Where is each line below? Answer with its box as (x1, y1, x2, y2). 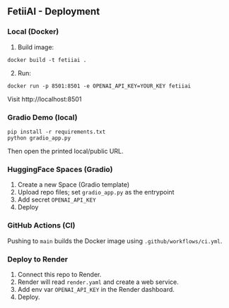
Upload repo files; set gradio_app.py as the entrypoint (17, 188, 175, 197)
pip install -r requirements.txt (7, 128, 106, 135)
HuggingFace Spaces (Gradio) (7, 164, 113, 174)
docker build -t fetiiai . (7, 56, 87, 63)
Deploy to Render (7, 254, 69, 264)
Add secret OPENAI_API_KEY (17, 195, 97, 204)
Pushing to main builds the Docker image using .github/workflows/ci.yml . (7, 236, 223, 245)
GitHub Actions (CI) (7, 221, 76, 230)
